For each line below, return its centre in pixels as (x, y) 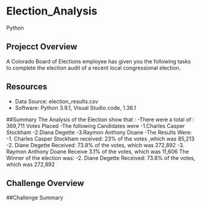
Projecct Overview (42, 47)
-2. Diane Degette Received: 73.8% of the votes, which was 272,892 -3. (95, 145)
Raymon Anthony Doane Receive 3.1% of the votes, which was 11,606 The (98, 151)
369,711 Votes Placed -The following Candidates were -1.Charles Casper (96, 126)
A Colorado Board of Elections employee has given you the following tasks (99, 61)
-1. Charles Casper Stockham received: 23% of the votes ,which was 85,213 (100, 139)
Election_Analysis (52, 11)
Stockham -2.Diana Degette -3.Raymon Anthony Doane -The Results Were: (99, 132)
